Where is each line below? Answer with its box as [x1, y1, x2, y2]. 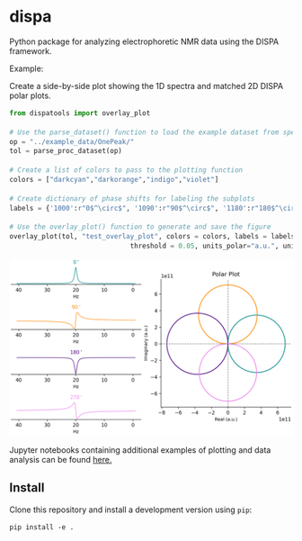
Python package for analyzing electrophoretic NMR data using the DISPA [9, 36, 280, 47]
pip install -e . [9, 522, 75, 532]
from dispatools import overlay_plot [9, 108, 151, 118]
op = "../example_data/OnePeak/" [9, 137, 135, 146]
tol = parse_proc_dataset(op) [9, 147, 123, 156]
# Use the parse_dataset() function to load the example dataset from [9, 128, 280, 137]
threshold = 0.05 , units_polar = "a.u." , [129, 241, 280, 251]
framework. [9, 45, 52, 56]
